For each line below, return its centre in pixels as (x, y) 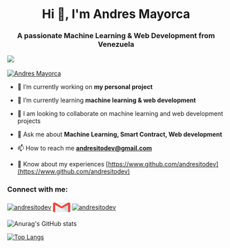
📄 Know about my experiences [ (63, 164)
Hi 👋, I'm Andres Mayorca (116, 14)
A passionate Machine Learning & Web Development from (116, 36)
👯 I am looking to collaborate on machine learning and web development (120, 114)
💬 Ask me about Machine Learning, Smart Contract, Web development (119, 135)
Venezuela (116, 44)
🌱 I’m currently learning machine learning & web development (106, 100)
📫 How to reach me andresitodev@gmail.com (85, 149)
